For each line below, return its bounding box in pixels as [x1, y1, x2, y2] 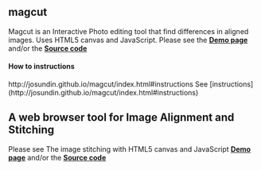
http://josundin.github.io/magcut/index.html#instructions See [8, 79, 208, 89]
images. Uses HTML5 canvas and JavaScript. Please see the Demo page [8, 35, 248, 44]
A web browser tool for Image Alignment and [8, 110, 235, 125]
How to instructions [8, 62, 76, 71]
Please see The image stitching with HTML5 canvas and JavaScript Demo [8, 144, 251, 153]
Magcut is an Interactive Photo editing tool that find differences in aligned [8, 26, 249, 36]
